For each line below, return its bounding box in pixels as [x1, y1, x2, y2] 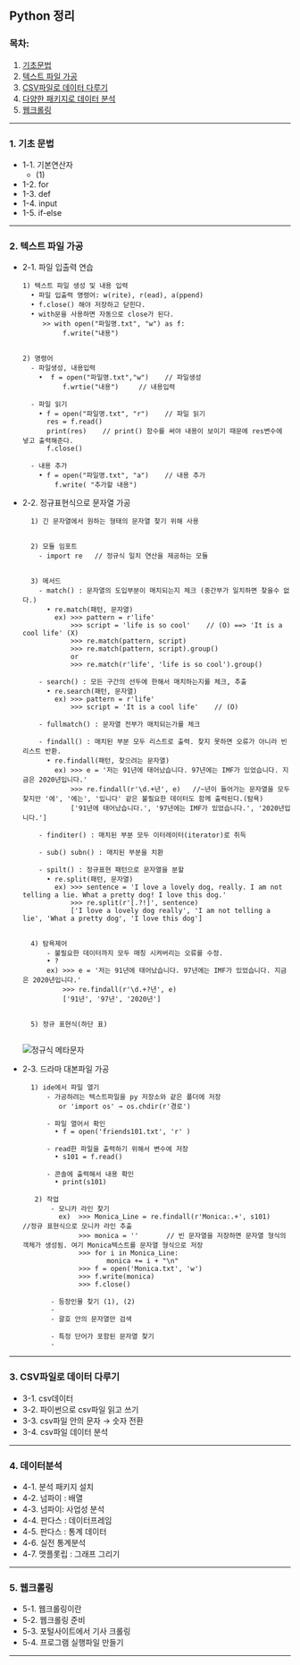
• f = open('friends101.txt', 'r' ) [54, 1127, 191, 1137]
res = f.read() [46, 417, 103, 427]
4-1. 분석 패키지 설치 [21, 1481, 94, 1492]
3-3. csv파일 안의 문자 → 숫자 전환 [21, 1415, 145, 1426]
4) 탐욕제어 [30, 939, 68, 949]
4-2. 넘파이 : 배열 [21, 1492, 83, 1503]
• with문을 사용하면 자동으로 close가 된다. [30, 310, 174, 320]
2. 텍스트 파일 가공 [9, 240, 84, 252]
